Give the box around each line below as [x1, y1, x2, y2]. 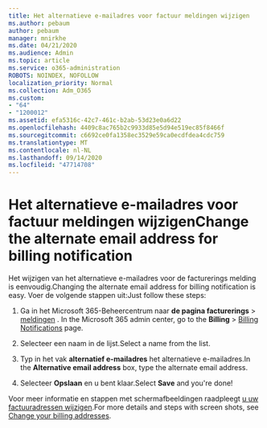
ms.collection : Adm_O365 [8, 86, 92, 95]
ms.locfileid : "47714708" [8, 161, 95, 169]
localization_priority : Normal [8, 79, 113, 87]
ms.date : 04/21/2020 [8, 42, 78, 50]
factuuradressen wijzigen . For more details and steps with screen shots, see [8, 402, 259, 412]
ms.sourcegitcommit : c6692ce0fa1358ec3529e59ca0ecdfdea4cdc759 [8, 131, 225, 139]
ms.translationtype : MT [8, 138, 88, 147]
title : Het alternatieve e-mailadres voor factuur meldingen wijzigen [8, 11, 250, 20]
